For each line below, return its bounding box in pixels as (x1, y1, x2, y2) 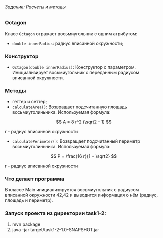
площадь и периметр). (5, 197, 53, 203)
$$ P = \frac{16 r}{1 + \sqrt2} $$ (50, 153, 117, 159)
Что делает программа (5, 175, 65, 182)
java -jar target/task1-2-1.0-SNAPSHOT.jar (12, 226, 100, 232)
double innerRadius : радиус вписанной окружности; (12, 40, 124, 46)
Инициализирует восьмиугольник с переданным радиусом (12, 69, 140, 75)
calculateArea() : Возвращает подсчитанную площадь (12, 104, 127, 110)
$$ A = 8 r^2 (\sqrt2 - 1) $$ (56, 119, 112, 125)
